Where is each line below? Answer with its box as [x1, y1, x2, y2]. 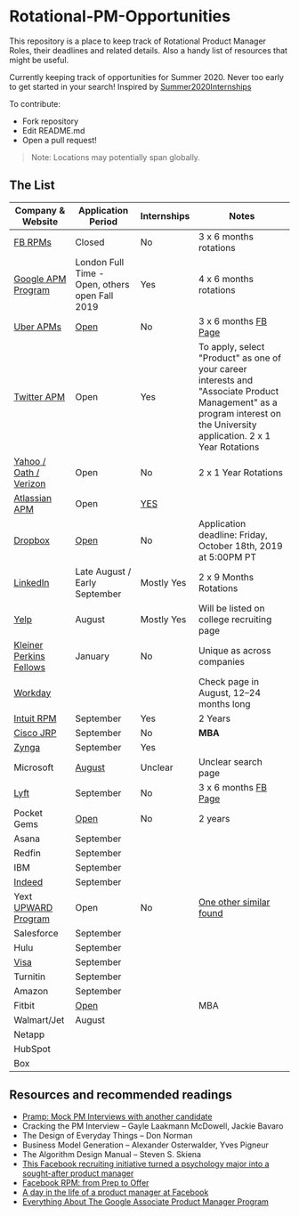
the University [198, 418, 257, 431]
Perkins [13, 650, 46, 662]
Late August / [75, 565, 132, 578]
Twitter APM [13, 390, 65, 402]
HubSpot [13, 1042, 52, 1055]
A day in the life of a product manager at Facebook [21, 1187, 209, 1197]
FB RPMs [13, 236, 52, 248]
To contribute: [9, 98, 61, 109]
